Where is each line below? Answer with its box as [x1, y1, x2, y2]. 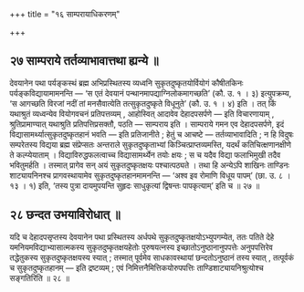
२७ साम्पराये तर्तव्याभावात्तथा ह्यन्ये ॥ [9, 53, 160, 68]
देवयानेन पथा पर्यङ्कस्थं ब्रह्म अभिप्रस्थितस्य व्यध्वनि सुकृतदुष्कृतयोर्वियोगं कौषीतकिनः [9, 78, 244, 89]
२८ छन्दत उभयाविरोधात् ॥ [9, 207, 121, 223]
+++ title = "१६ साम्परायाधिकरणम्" [9, 9, 121, 19]
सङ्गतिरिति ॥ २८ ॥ [9, 272, 70, 283]
